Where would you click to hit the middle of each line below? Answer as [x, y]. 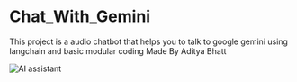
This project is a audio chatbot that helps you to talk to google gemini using [148, 41]
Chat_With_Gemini [80, 17]
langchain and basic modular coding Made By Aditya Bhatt [118, 50]
